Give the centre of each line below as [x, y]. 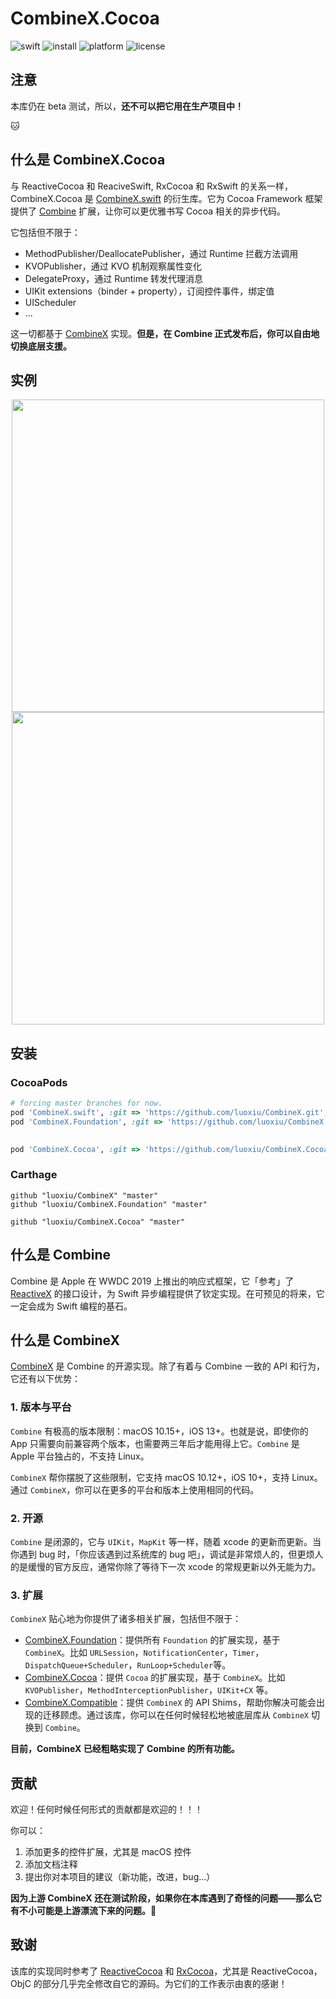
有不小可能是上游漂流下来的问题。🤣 [83, 1911]
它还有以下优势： [45, 1379]
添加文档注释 [51, 1864]
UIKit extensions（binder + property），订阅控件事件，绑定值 [149, 291]
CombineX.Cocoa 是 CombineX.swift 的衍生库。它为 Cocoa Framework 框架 [166, 198]
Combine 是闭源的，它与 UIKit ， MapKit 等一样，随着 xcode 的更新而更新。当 [166, 1541]
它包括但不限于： [45, 232]
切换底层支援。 [41, 346]
